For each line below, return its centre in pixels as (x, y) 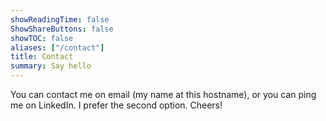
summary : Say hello (51, 66)
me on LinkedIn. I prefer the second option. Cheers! (116, 105)
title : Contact (42, 57)
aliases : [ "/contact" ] (57, 47)
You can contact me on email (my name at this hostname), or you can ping (163, 94)
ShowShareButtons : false (62, 29)
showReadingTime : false (60, 19)
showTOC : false (42, 38)
